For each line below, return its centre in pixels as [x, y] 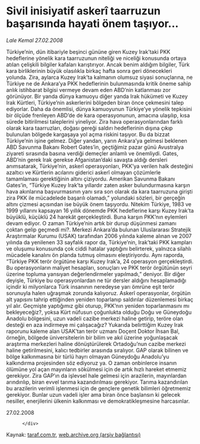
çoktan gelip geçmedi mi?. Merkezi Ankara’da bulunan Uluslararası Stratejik [99, 229]
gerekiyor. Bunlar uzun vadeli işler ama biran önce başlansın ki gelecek [93, 394]
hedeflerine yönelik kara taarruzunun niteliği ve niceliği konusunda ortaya [96, 58]
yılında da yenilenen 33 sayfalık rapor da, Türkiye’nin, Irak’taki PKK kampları [99, 242]
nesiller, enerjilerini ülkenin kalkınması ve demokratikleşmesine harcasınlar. [98, 401]
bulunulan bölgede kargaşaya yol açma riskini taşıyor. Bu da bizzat [88, 134]
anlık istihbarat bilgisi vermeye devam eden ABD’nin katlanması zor [89, 90]
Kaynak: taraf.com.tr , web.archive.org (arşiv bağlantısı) [74, 434]
